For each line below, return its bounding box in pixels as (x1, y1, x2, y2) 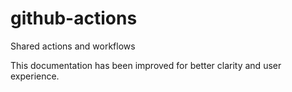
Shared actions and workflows (10, 40, 136, 52)
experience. (10, 70, 60, 82)
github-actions (10, 7, 138, 30)
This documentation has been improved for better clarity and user (10, 59, 282, 71)
